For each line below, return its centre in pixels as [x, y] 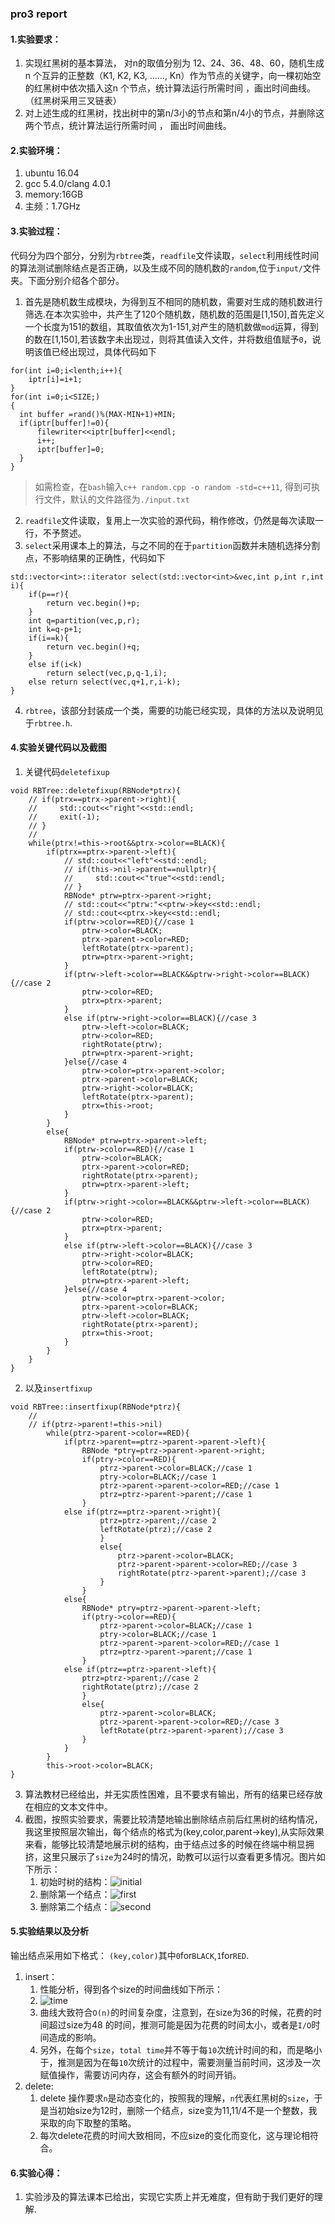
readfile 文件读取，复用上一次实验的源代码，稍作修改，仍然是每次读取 [170, 520]
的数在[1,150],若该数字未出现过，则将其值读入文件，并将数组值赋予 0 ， [168, 339]
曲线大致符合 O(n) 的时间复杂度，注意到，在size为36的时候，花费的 [176, 2012]
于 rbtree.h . [48, 723]
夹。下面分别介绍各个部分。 [67, 280]
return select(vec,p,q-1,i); [107, 673]
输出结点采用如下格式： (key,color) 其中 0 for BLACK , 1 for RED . [130, 1955]
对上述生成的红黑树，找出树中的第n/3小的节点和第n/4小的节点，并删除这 [174, 113]
